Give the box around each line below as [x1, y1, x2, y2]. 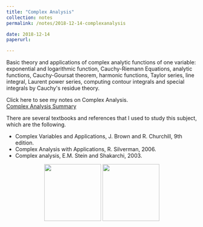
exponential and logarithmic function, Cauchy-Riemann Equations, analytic [6, 65, 193, 73]
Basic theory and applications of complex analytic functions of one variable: [6, 59, 196, 66]
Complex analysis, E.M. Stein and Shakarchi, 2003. [15, 152, 142, 160]
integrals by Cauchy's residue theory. [6, 84, 100, 92]
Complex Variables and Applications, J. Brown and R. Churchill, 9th [15, 133, 183, 140]
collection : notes [6, 15, 53, 21]
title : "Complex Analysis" [6, 8, 75, 15]
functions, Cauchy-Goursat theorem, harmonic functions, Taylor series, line [6, 72, 195, 79]
